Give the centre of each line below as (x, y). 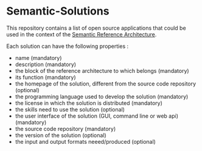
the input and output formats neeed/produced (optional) (85, 141)
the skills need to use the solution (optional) (70, 109)
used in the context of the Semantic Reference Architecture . (82, 34)
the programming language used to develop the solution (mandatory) (102, 96)
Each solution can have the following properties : (68, 46)
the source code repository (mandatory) (65, 129)
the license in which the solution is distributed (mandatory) (89, 103)
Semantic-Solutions (58, 11)
